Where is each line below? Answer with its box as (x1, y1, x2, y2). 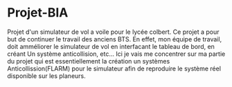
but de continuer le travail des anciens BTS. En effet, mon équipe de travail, (7, 35, 222, 43)
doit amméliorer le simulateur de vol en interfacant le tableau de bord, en (7, 42, 215, 50)
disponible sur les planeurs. (7, 71, 87, 80)
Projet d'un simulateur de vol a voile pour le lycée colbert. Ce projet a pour (7, 28, 220, 36)
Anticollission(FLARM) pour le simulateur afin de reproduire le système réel (7, 64, 222, 72)
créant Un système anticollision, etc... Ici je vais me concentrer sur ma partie (7, 50, 226, 58)
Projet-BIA (7, 5, 69, 21)
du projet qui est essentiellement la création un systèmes (7, 57, 170, 65)
